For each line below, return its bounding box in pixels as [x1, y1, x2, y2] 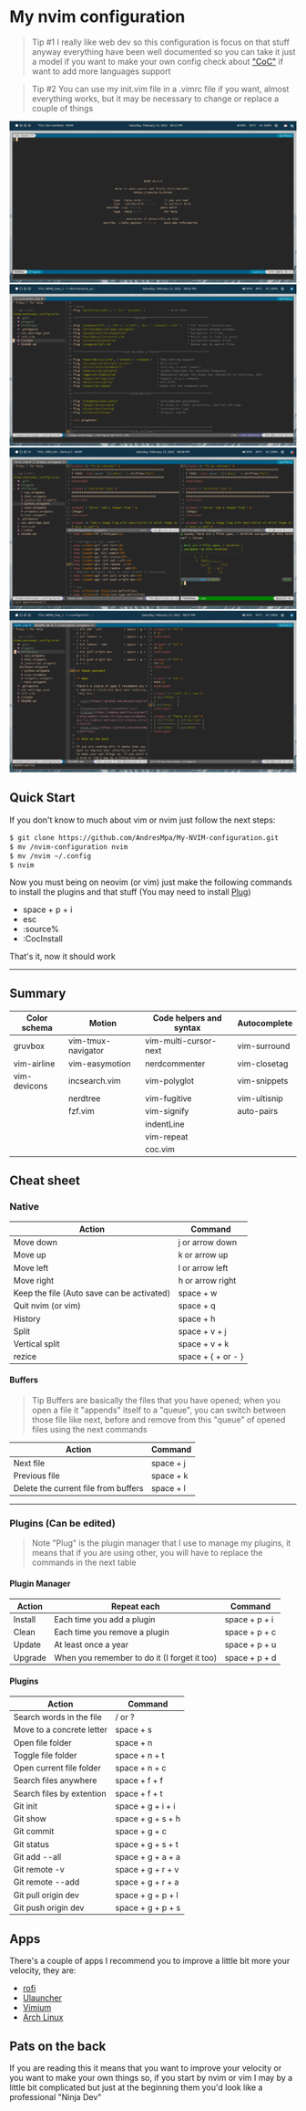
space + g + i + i [115, 1801, 176, 1812]
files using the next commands [31, 1423, 148, 1434]
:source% [22, 923, 59, 934]
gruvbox [13, 1040, 46, 1051]
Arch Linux [22, 2011, 64, 2023]
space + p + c [224, 1627, 277, 1638]
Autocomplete [237, 1017, 293, 1028]
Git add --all [13, 1851, 62, 1862]
